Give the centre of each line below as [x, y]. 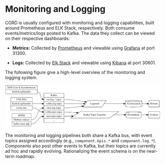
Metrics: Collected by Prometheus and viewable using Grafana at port [83, 48]
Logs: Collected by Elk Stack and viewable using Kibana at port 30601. [84, 63]
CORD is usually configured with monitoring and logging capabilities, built [80, 23]
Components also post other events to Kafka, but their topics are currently [81, 146]
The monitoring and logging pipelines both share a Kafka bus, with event [79, 135]
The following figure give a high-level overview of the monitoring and [75, 72]
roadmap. [25, 157]
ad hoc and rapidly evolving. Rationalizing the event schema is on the [75, 151]
